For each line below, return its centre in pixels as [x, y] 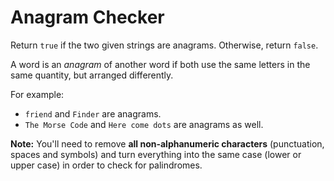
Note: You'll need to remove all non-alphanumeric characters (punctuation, [167, 143]
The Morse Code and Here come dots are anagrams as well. [144, 124]
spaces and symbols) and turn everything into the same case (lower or [156, 154]
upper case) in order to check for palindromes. [106, 165]
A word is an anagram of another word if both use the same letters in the [160, 64]
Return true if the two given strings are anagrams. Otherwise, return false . [164, 45]
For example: [37, 94]
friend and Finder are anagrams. [93, 113]
